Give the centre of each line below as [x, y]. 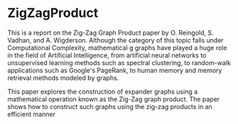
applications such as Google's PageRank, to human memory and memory [115, 70]
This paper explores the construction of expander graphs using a [103, 91]
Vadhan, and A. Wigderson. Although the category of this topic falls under [115, 40]
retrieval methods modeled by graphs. [63, 78]
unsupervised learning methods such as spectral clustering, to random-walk [119, 62]
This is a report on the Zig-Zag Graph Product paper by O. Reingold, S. [111, 33]
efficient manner [31, 114]
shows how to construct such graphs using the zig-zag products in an [110, 106]
